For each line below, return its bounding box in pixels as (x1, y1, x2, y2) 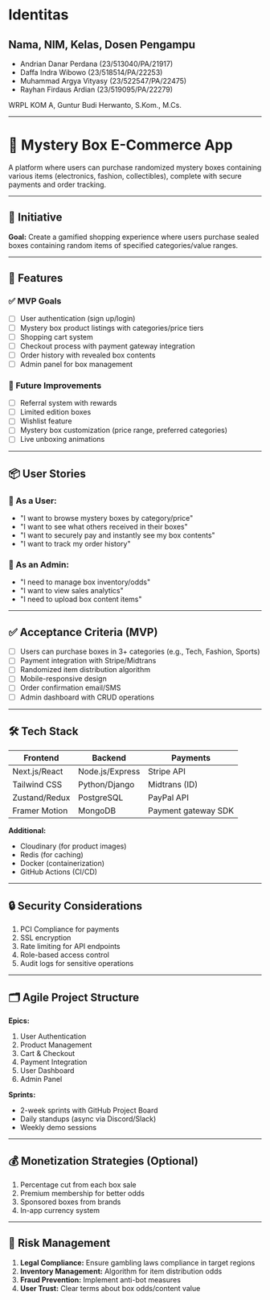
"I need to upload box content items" (19, 594, 142, 605)
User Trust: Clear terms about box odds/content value (19, 1283, 201, 1293)
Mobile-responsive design (19, 674, 107, 683)
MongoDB (77, 805, 117, 816)
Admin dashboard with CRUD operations (19, 692, 155, 702)
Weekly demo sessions (19, 1123, 97, 1133)
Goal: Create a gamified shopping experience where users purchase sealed (8, 232, 260, 241)
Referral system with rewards (19, 398, 117, 408)
